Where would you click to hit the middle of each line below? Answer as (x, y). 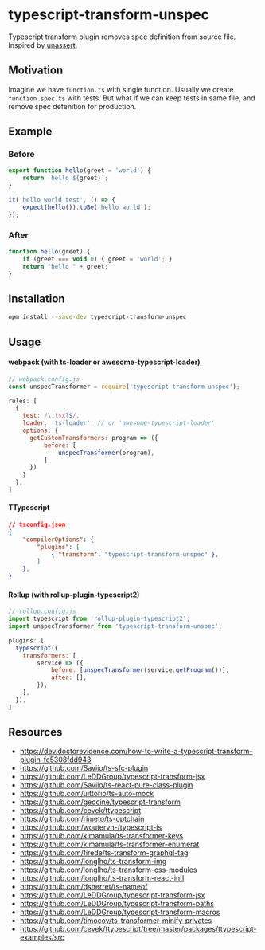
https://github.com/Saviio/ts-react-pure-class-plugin (106, 785)
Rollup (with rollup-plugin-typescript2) (74, 595)
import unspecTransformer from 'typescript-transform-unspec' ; (115, 626)
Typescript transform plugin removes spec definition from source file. (122, 37)
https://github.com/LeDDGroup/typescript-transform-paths (117, 904)
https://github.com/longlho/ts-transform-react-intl (102, 878)
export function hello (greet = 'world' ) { (80, 171)
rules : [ (23, 401)
